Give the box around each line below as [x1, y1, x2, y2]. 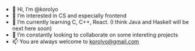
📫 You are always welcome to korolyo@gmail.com [12, 38, 140, 45]
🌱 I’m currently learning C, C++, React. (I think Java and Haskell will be [12, 19, 190, 25]
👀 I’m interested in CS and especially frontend [12, 12, 127, 19]
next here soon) [12, 25, 52, 32]
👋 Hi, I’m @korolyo [12, 6, 59, 13]
